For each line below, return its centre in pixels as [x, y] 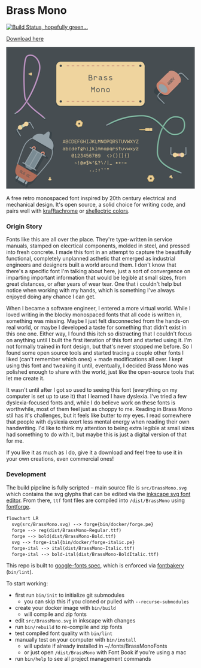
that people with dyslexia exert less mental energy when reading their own [98, 422]
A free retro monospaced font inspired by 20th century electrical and [91, 198]
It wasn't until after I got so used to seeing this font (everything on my [92, 390]
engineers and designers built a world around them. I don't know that [91, 265]
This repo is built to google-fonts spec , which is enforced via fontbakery [95, 565]
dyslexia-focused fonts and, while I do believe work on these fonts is [91, 403]
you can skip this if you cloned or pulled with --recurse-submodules [106, 601]
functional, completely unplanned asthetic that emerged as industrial [91, 259]
